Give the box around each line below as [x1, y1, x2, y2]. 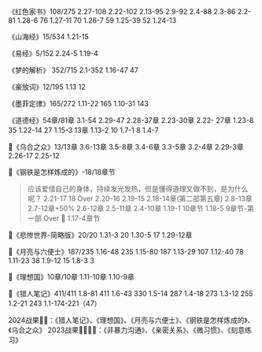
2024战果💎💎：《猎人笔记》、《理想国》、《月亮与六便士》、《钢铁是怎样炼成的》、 [8, 316, 255, 324]
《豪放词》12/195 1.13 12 [8, 82, 86, 91]
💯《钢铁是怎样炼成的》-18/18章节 [8, 168, 116, 176]
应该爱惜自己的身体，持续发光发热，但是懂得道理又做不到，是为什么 [27, 184, 249, 193]
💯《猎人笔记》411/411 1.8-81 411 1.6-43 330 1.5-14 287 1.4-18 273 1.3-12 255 [8, 289, 253, 298]
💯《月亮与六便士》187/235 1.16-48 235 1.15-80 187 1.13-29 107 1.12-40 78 [8, 247, 244, 256]
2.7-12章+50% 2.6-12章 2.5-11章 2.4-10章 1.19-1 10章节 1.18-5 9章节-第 [27, 204, 254, 213]
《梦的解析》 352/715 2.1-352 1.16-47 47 [8, 65, 139, 75]
